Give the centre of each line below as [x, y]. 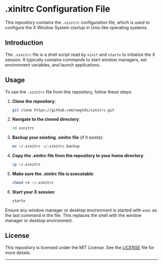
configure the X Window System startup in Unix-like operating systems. [76, 27]
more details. [18, 252]
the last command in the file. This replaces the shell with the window [73, 215]
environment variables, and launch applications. [53, 65]
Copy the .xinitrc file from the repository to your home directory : [78, 156]
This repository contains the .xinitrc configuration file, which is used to [77, 22]
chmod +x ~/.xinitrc [33, 183]
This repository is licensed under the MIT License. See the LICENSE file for [80, 247]
